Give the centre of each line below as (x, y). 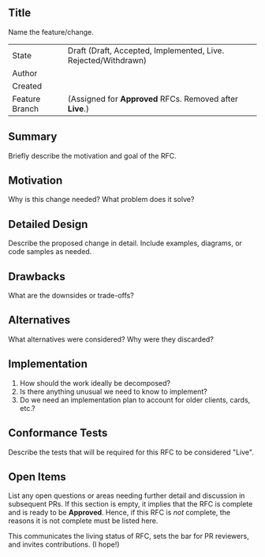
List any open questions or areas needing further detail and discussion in (127, 495)
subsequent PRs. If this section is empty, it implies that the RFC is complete (131, 504)
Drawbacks (37, 277)
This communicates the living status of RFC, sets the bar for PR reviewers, (129, 536)
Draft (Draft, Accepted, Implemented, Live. (146, 50)
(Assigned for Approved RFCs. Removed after (153, 99)
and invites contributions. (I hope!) (64, 544)
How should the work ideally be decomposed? (95, 383)
